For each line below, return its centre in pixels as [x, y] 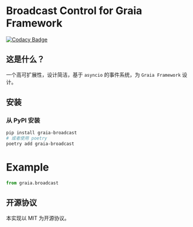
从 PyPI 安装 [23, 120]
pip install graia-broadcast [42, 133]
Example [27, 167]
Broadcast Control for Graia [74, 11]
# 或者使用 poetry [27, 138]
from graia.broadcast [32, 183]
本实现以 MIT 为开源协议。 [38, 218]
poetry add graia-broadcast [40, 144]
